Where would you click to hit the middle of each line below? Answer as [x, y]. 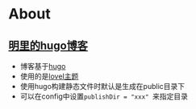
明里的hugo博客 [48, 45]
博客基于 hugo [43, 66]
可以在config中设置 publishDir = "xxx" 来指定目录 [104, 96]
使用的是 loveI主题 [49, 76]
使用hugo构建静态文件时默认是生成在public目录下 [102, 86]
